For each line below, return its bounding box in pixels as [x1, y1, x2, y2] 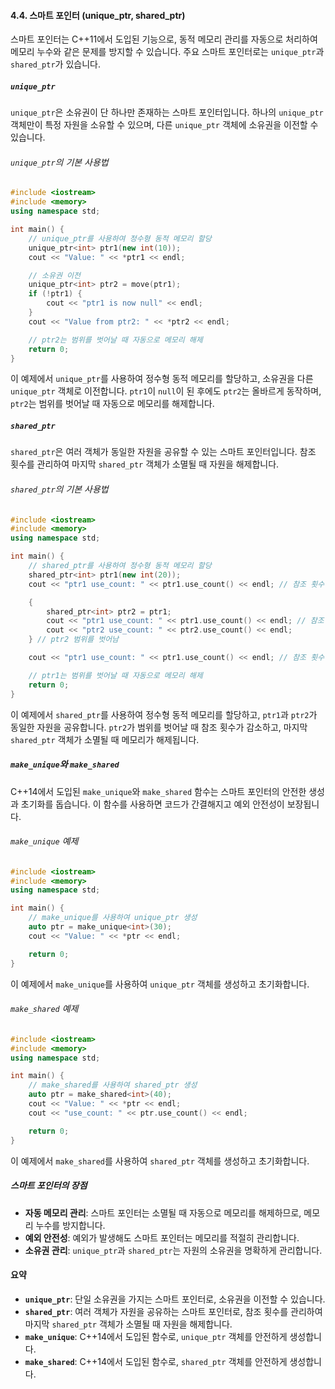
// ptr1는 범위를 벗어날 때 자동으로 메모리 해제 [28, 670, 203, 680]
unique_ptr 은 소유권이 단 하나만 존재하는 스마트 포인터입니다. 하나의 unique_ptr [10, 106, 324, 119]
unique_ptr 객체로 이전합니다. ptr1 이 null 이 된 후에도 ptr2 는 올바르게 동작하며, [10, 385, 322, 397]
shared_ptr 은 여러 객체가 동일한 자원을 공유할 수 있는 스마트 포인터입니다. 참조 [10, 446, 317, 458]
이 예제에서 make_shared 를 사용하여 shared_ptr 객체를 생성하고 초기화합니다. [10, 1155, 310, 1167]
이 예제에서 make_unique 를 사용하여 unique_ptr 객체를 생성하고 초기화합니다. [10, 978, 310, 990]
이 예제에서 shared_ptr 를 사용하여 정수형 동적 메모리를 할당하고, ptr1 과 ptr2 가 [10, 708, 318, 720]
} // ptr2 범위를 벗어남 [28, 635, 120, 645]
